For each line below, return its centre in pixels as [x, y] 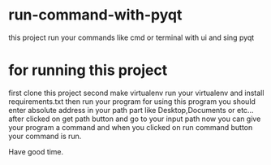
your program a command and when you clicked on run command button [131, 127]
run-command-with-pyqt [95, 15]
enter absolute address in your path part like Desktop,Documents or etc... [131, 110]
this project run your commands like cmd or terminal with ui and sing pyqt [131, 37]
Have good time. [36, 151]
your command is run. [45, 136]
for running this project [88, 70]
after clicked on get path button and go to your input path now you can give [135, 119]
